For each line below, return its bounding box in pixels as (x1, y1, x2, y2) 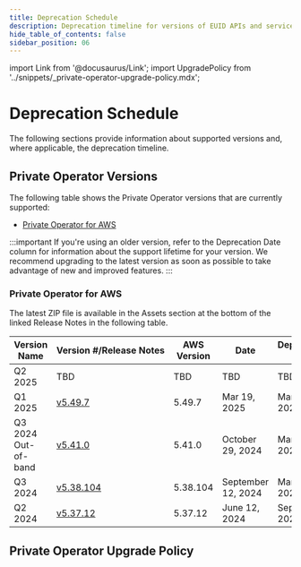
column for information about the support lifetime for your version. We (9, 246, 269, 256)
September (222, 476, 270, 488)
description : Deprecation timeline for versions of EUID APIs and (9, 21, 262, 30)
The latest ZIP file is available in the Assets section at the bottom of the (9, 308, 271, 319)
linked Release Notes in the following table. (9, 317, 168, 328)
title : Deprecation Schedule (9, 13, 118, 22)
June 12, (222, 502, 260, 514)
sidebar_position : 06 (9, 38, 90, 47)
